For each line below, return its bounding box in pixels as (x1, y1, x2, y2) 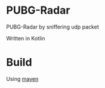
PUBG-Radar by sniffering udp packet (6, 23, 100, 30)
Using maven (6, 75, 39, 82)
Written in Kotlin (6, 34, 45, 42)
